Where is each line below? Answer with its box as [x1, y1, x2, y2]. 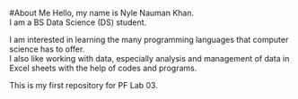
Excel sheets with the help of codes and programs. [9, 62, 197, 73]
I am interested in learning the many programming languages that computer [9, 35, 289, 45]
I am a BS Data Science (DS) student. [9, 17, 147, 28]
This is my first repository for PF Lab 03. [9, 80, 159, 90]
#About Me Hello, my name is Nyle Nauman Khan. [9, 8, 195, 18]
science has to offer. [9, 44, 85, 54]
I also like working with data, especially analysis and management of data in [9, 54, 290, 63]
